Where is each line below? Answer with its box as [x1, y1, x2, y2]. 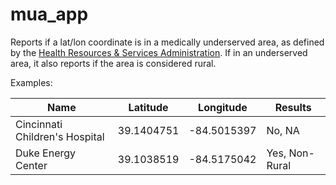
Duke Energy [15, 146, 77, 160]
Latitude [128, 100, 169, 114]
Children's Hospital [15, 129, 105, 143]
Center [15, 158, 48, 172]
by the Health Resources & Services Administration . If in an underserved [10, 46, 308, 58]
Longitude [198, 100, 248, 114]
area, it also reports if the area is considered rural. [10, 57, 217, 69]
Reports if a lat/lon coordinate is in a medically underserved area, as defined [10, 36, 325, 48]
